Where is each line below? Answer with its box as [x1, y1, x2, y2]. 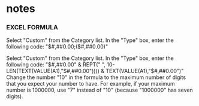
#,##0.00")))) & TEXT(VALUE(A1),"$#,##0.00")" [67, 68, 184, 75]
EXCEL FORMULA [6, 23, 58, 32]
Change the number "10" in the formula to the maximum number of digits [6, 74, 186, 81]
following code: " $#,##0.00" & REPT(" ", [6, 61, 106, 68]
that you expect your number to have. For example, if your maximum [6, 80, 175, 87]
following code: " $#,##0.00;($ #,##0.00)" [6, 43, 108, 50]
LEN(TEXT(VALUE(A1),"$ [6, 68, 67, 75]
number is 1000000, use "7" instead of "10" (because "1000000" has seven [6, 86, 193, 94]
